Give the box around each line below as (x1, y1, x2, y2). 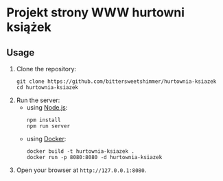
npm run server (26, 123, 70, 130)
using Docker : (26, 135, 67, 143)
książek (6, 19, 52, 35)
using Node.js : (26, 104, 68, 111)
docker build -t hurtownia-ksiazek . (26, 148, 135, 155)
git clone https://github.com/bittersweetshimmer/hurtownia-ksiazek (16, 78, 217, 85)
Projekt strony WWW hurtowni (6, 5, 185, 21)
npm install (26, 117, 61, 123)
